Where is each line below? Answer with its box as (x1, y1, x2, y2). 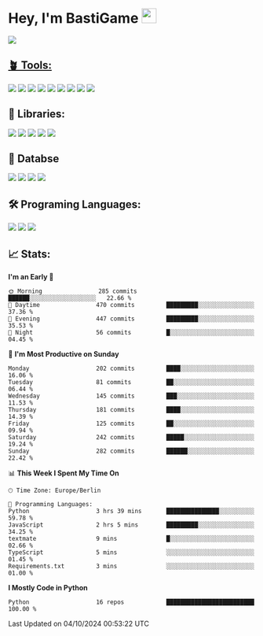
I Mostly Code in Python (8, 583, 88, 592)
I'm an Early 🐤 (8, 272, 54, 281)
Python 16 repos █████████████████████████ (8, 598, 255, 606)
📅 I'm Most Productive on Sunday (8, 349, 119, 358)
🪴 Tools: (8, 59, 53, 72)
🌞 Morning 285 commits (8, 287, 137, 295)
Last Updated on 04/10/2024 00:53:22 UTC (8, 619, 149, 628)
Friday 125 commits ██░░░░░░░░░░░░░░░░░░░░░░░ (8, 420, 255, 427)
